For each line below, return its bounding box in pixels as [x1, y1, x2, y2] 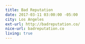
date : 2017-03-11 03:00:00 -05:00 [5, 12, 78, 17]
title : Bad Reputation [5, 7, 53, 13]
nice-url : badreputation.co [5, 26, 65, 31]
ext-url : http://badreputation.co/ [5, 21, 80, 27]
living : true [5, 31, 33, 36]
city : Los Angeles [5, 17, 44, 22]
